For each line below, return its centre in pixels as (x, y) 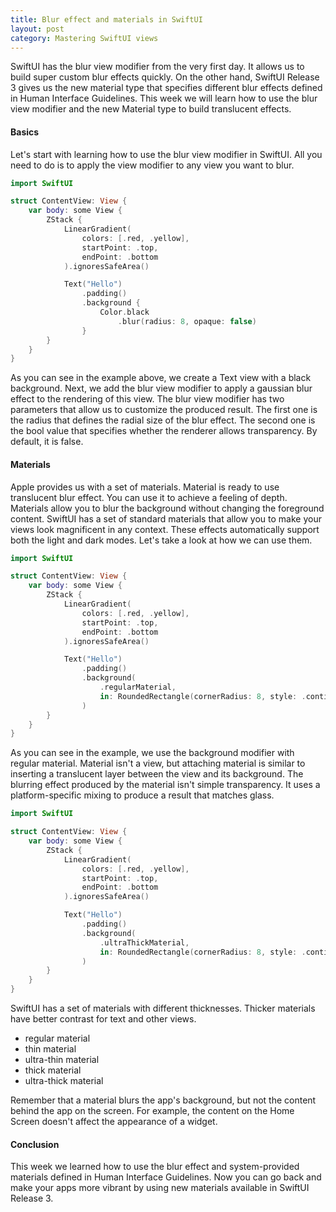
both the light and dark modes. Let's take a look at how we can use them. (161, 540)
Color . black (124, 312)
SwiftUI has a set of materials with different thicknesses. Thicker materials (163, 1008)
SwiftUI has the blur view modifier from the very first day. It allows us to (157, 67)
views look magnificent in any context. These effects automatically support (165, 529)
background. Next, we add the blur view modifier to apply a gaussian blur (161, 388)
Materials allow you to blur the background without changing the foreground (167, 508)
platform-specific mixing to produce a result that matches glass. (142, 795)
